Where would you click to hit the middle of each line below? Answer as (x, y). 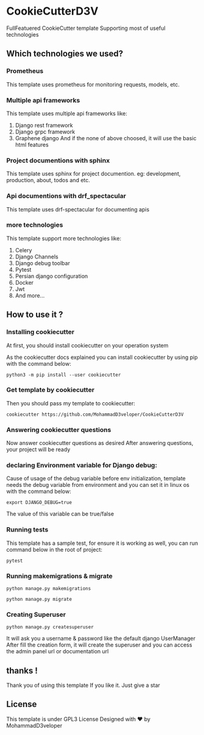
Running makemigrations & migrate (59, 576)
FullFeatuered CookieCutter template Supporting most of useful (86, 28)
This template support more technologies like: (64, 238)
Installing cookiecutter (40, 332)
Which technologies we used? (65, 54)
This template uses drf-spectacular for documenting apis (78, 209)
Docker (24, 282)
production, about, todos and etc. (48, 180)
